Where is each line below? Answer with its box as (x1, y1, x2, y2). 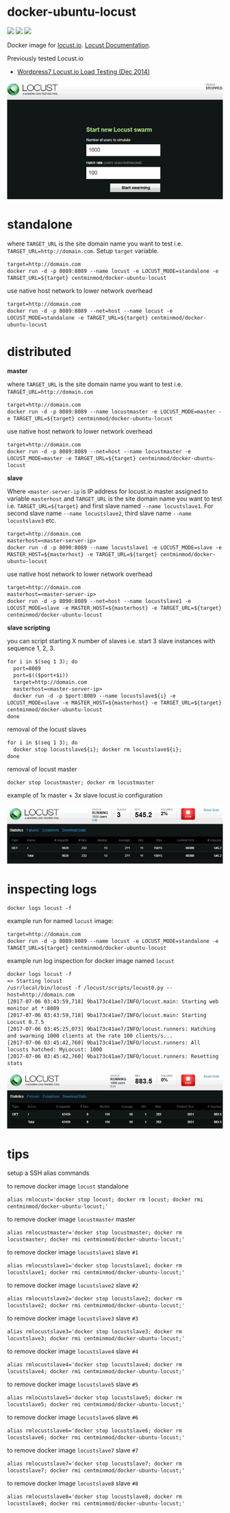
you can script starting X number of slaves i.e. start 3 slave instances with (7, 637, 216, 645)
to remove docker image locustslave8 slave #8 (7, 1479, 139, 1488)
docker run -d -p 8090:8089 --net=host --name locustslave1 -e (7, 598, 192, 605)
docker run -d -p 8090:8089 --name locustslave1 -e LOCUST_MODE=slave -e (7, 545, 222, 551)
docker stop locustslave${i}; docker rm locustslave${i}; (13, 746, 183, 753)
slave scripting (7, 623, 51, 632)
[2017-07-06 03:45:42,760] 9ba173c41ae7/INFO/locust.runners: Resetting (7, 1053, 219, 1060)
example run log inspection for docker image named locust (7, 957, 175, 965)
